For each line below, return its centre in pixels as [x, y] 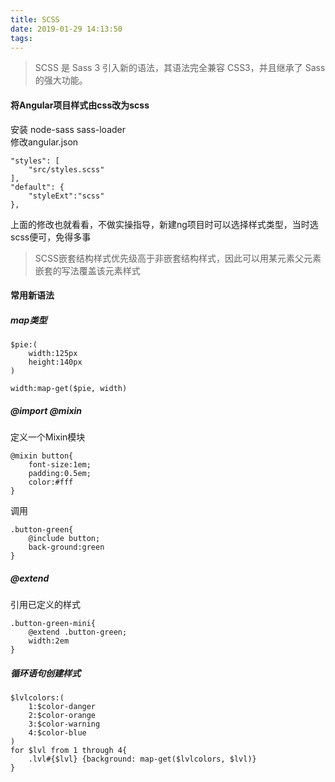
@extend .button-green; [78, 632]
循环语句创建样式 [45, 673]
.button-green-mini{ [53, 624]
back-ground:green [66, 547]
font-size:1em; [60, 465]
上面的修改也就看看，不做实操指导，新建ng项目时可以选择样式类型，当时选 [164, 224]
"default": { [37, 187]
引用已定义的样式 [45, 605]
